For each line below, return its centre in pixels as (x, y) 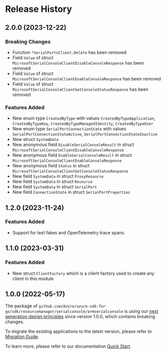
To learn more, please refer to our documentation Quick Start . (68, 347)
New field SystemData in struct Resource (52, 182)
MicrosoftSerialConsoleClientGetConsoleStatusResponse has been (80, 89)
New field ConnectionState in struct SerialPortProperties (71, 192)
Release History (39, 9)
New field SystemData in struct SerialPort (55, 187)
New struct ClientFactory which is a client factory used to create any (83, 273)
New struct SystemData (35, 140)
